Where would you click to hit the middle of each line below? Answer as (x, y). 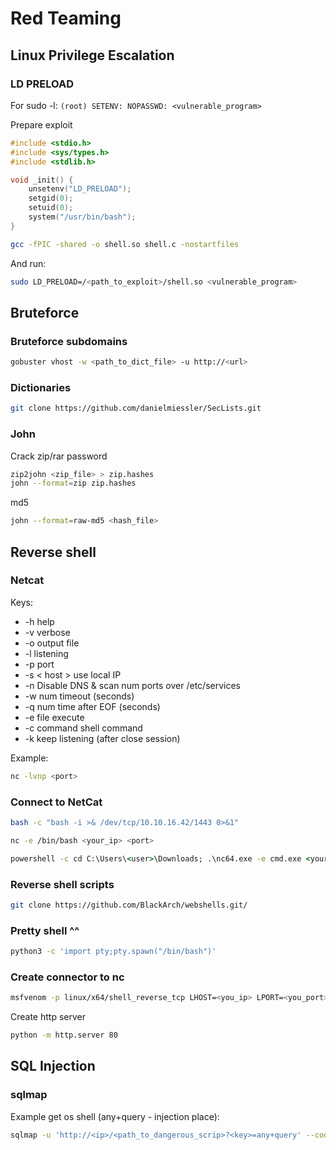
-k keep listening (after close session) (102, 738)
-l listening (46, 653)
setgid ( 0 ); (51, 198)
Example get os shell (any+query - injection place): (115, 1116)
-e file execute (54, 717)
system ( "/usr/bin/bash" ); (82, 217)
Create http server (48, 1017)
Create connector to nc (67, 977)
